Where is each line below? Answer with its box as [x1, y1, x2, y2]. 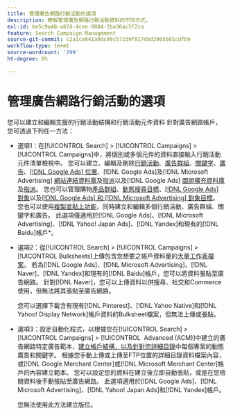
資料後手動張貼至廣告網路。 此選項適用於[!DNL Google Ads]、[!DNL [23, 377, 217, 385]
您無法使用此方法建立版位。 [17, 400, 97, 409]
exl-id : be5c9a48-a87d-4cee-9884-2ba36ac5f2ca [7, 23, 144, 30]
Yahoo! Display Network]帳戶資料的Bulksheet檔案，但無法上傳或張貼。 [17, 310, 220, 318]
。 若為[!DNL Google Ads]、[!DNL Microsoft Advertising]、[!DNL [23, 260, 208, 268]
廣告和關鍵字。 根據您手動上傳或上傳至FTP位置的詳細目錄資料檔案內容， [17, 350, 225, 359]
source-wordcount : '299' [7, 49, 79, 56]
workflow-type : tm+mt [7, 42, 70, 49]
